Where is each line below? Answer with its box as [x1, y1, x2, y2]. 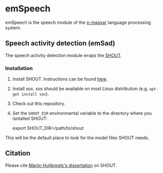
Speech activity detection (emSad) [5, 39, 115, 48]
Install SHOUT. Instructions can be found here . [12, 76, 108, 82]
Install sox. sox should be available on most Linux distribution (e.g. [12, 86, 149, 92]
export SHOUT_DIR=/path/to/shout [12, 125, 84, 131]
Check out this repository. [12, 100, 66, 107]
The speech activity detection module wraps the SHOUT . [5, 52, 122, 58]
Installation [5, 65, 33, 72]
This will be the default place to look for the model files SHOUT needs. [5, 135, 150, 141]
